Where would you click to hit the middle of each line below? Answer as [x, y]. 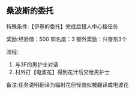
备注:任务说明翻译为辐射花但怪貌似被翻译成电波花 [67, 84]
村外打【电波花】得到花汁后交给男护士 [62, 72]
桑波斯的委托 [30, 11]
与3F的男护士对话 [37, 64]
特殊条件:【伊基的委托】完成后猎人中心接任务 [62, 26]
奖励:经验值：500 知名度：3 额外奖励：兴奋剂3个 [67, 39]
